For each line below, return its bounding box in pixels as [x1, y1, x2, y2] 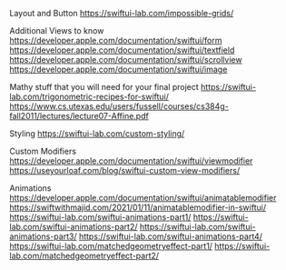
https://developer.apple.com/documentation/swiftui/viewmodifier [9, 155, 253, 166]
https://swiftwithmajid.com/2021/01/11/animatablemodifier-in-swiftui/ [9, 202, 266, 213]
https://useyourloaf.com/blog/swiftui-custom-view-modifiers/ [9, 165, 241, 175]
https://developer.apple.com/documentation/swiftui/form [9, 35, 222, 45]
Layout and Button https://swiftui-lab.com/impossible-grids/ [9, 8, 234, 18]
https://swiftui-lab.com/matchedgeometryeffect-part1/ [9, 241, 213, 251]
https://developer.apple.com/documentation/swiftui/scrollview [9, 55, 242, 65]
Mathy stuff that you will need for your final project [9, 82, 200, 92]
